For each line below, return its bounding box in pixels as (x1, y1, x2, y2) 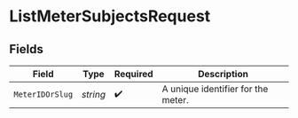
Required (114, 68, 153, 80)
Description (198, 68, 248, 80)
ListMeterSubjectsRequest (9, 6, 211, 27)
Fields (9, 42, 44, 57)
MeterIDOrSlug (13, 90, 74, 99)
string (81, 89, 106, 100)
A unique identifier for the (161, 83, 269, 95)
